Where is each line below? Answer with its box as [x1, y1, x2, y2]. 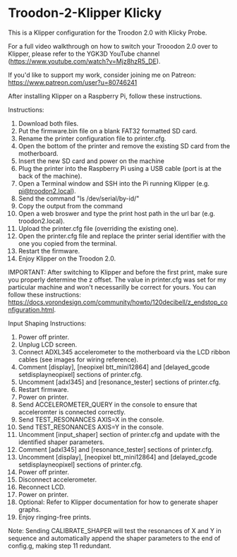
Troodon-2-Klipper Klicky [8, 5, 162, 21]
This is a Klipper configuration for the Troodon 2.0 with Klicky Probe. [8, 28, 207, 37]
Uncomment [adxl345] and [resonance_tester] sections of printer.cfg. [18, 378, 221, 386]
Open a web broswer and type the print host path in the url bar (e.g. [18, 209, 216, 217]
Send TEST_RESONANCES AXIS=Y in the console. [18, 422, 164, 431]
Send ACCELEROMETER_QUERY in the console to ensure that [18, 400, 197, 409]
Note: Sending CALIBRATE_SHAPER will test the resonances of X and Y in [8, 526, 221, 534]
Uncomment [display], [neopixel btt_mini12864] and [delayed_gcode [18, 453, 217, 461]
